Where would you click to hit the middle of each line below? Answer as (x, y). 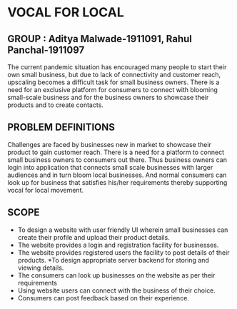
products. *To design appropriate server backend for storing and (113, 260)
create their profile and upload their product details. (94, 237)
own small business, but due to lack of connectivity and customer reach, (114, 75)
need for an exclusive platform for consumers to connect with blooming (112, 90)
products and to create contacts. (55, 105)
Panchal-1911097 (46, 50)
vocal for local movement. (46, 190)
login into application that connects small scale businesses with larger (110, 167)
